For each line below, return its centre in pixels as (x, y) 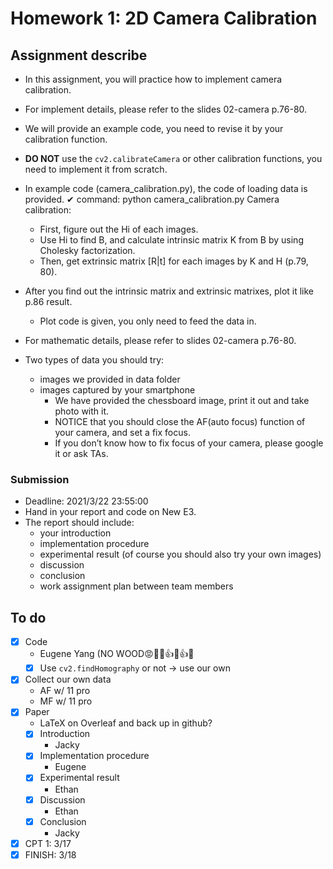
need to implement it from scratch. (96, 169)
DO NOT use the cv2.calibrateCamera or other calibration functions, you (173, 158)
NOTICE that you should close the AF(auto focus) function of (180, 421)
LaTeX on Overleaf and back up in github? (126, 723)
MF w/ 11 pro (66, 701)
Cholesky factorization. (87, 250)
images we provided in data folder (110, 379)
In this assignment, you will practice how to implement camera (153, 79)
